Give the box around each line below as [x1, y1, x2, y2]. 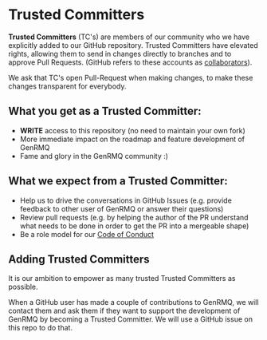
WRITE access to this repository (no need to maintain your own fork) [19, 125, 245, 135]
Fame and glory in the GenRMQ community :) [19, 151, 169, 160]
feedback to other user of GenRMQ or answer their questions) [19, 204, 224, 213]
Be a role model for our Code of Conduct [19, 229, 154, 239]
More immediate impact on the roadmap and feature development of [19, 134, 245, 144]
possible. [8, 282, 38, 292]
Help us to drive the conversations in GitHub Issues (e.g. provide [19, 196, 233, 205]
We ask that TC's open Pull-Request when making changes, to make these [8, 73, 253, 82]
